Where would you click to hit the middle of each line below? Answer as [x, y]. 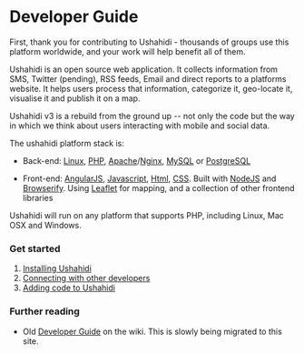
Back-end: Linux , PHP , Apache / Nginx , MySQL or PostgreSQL [137, 160]
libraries [38, 197]
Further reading [44, 311]
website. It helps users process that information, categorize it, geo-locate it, [151, 88]
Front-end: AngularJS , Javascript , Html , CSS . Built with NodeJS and [149, 178]
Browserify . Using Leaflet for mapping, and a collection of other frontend [158, 187]
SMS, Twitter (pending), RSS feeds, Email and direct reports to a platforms [148, 78]
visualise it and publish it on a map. [75, 98]
